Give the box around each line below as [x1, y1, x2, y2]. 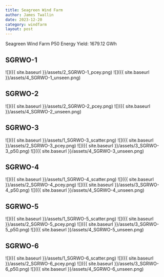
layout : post [5, 27, 33, 32]
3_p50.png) [5, 148, 30, 154]
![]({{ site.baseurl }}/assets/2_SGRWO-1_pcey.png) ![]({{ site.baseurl [5, 69, 150, 75]
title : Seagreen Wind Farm [5, 7, 63, 13]
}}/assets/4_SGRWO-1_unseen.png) [5, 74, 81, 81]
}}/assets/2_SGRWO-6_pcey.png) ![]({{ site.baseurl [5, 261, 113, 267]
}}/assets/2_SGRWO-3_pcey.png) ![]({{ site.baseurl [5, 142, 114, 149]
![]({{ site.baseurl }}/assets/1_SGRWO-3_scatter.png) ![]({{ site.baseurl [5, 137, 154, 143]
